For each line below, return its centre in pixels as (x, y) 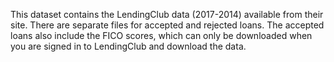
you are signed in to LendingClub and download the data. (128, 46)
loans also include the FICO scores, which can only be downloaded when (161, 35)
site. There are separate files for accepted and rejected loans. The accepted (167, 25)
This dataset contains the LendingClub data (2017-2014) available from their (167, 14)
